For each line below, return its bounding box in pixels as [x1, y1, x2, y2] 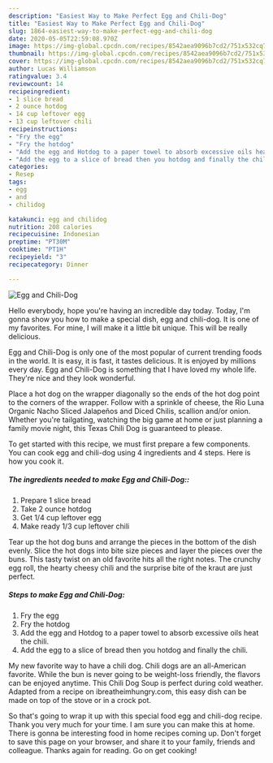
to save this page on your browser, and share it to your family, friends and [8, 736, 256, 747]
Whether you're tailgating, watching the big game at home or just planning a [8, 415, 263, 425]
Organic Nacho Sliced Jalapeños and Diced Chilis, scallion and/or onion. [8, 406, 251, 416]
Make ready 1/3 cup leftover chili [19, 521, 130, 531]
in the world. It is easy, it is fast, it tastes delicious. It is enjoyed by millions [8, 356, 257, 365]
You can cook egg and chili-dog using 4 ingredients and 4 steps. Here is [8, 447, 251, 457]
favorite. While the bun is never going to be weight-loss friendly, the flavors [8, 669, 261, 679]
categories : [8, 163, 49, 171]
